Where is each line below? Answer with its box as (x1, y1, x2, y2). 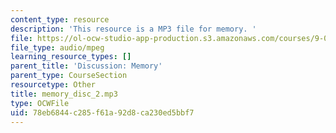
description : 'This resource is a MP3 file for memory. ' (10, 24, 257, 34)
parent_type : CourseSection (10, 71, 128, 81)
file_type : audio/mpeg (10, 42, 105, 53)
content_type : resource (10, 14, 110, 25)
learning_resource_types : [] (10, 52, 132, 62)
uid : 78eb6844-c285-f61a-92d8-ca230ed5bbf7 (10, 107, 195, 118)
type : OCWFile (10, 98, 70, 108)
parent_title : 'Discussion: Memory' (10, 61, 163, 71)
